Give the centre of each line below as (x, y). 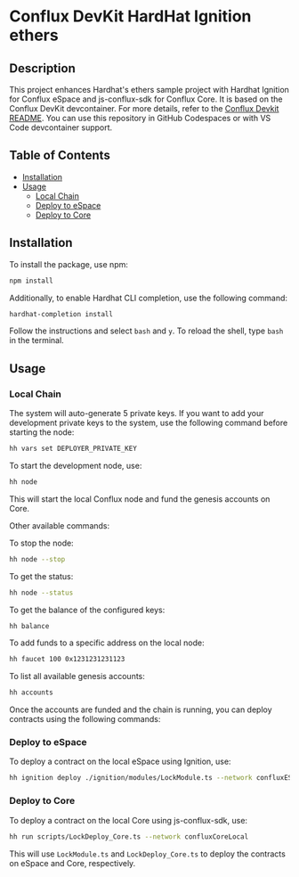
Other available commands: (60, 525)
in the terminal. (36, 340)
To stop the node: (41, 543)
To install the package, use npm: (69, 264)
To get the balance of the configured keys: (87, 610)
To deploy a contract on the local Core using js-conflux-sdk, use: (128, 820)
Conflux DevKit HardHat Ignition (130, 16)
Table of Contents (60, 156)
